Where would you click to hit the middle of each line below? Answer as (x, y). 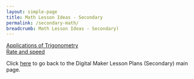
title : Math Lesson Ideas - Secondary (54, 17)
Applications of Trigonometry (43, 45)
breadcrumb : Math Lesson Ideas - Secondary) (63, 28)
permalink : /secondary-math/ (43, 23)
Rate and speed (25, 52)
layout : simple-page (32, 12)
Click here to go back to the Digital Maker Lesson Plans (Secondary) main (97, 63)
